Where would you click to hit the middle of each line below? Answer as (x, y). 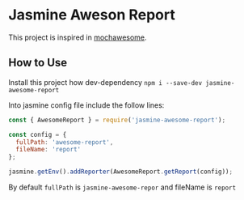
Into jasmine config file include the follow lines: (86, 105)
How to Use (38, 63)
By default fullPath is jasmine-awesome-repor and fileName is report (122, 187)
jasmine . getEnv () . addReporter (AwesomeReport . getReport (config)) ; (120, 172)
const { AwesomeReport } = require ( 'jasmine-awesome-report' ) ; (117, 120)
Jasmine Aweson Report (92, 15)
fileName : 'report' (48, 150)
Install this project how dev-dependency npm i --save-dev (105, 82)
